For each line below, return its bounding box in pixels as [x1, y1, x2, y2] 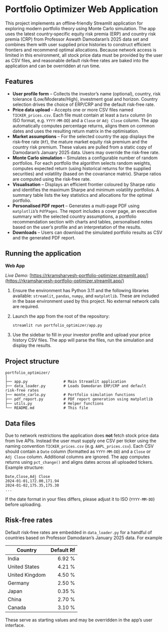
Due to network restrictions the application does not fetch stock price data [5, 433, 159, 439]
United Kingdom [7, 571, 46, 578]
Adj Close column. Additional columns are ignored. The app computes [5, 454, 150, 460]
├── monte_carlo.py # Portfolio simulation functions [5, 393, 135, 398]
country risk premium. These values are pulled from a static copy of [12, 144, 152, 150]
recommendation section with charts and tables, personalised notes [12, 218, 152, 224]
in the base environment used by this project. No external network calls [12, 298, 160, 304]
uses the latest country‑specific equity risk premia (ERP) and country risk [5, 31, 156, 37]
